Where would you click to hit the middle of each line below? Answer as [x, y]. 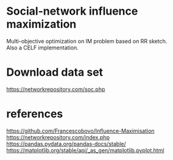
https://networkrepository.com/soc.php [56, 89]
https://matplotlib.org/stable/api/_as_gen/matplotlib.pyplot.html [85, 150]
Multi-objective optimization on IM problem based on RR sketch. [87, 41]
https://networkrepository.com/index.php [58, 137]
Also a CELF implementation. [42, 48]
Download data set [55, 72]
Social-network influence [72, 11]
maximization [41, 24]
